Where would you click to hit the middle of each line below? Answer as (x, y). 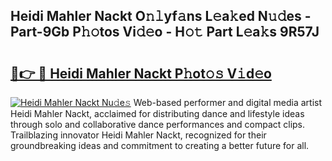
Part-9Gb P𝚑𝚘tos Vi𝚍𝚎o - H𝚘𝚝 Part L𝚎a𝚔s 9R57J (165, 32)
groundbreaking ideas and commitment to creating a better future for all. (160, 145)
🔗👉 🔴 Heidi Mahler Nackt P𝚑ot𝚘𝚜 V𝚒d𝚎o (141, 73)
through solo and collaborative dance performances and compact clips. (158, 124)
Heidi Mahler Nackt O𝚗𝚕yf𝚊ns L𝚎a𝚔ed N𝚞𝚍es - (161, 16)
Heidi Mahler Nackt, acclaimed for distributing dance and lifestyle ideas (157, 113)
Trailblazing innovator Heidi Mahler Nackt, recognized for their (138, 135)
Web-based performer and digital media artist (227, 102)
